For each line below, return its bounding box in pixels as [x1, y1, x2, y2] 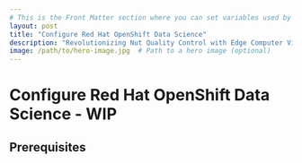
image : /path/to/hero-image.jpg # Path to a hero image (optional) [9, 47, 271, 56]
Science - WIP [9, 104, 118, 124]
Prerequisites [9, 140, 86, 155]
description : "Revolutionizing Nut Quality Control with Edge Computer [9, 38, 283, 47]
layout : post [9, 21, 58, 30]
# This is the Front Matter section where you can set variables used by [9, 13, 292, 22]
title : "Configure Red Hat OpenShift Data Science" [9, 30, 207, 39]
